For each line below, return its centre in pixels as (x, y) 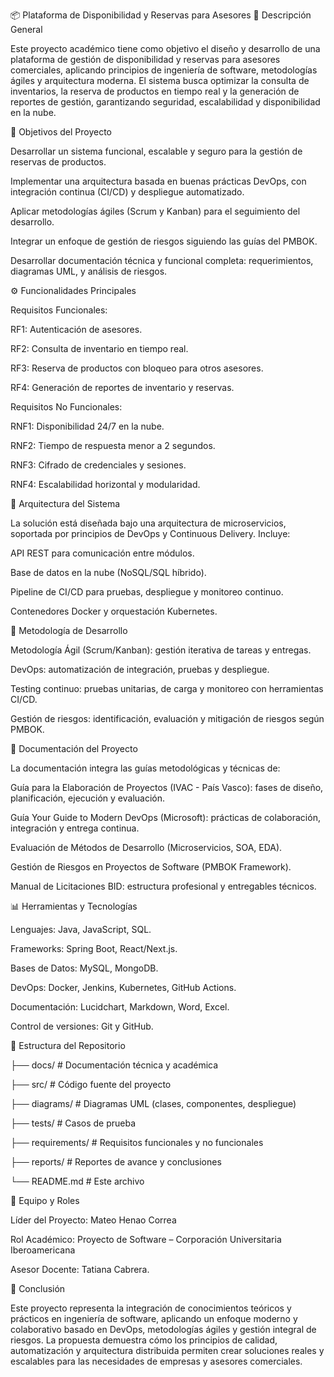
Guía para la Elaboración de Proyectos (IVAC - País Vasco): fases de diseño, (167, 787)
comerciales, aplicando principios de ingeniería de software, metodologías (164, 70)
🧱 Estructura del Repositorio (68, 1045)
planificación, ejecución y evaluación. (88, 798)
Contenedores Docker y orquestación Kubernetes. (114, 611)
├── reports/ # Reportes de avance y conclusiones (116, 1162)
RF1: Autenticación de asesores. (76, 329)
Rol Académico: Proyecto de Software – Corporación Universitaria (146, 1239)
